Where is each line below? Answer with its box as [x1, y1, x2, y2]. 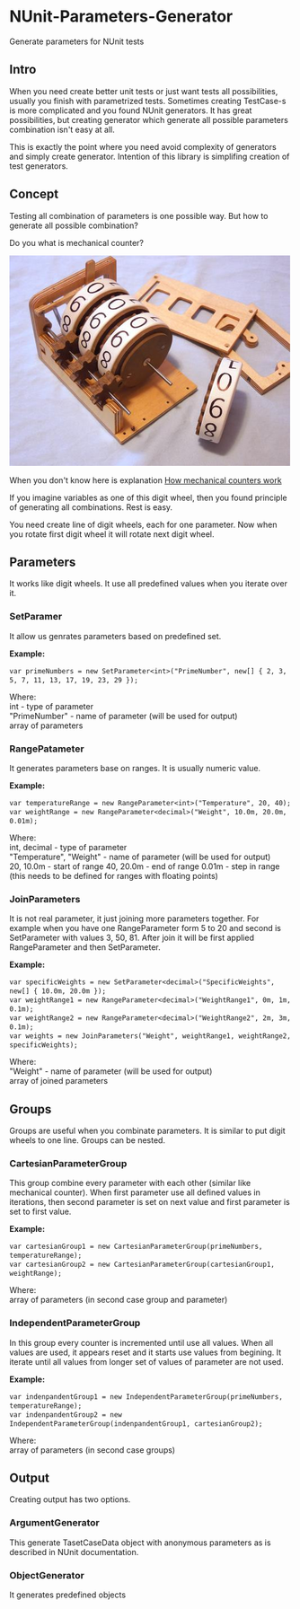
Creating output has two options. [9, 1494, 131, 1505]
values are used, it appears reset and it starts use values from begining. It [9, 1347, 281, 1358]
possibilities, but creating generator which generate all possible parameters [9, 114, 289, 125]
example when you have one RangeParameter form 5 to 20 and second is [9, 923, 281, 934]
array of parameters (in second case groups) [9, 1444, 176, 1455]
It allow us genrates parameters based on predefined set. [9, 630, 222, 641]
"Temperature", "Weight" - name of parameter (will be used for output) [9, 851, 271, 862]
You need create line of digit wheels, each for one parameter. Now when [9, 519, 278, 530]
